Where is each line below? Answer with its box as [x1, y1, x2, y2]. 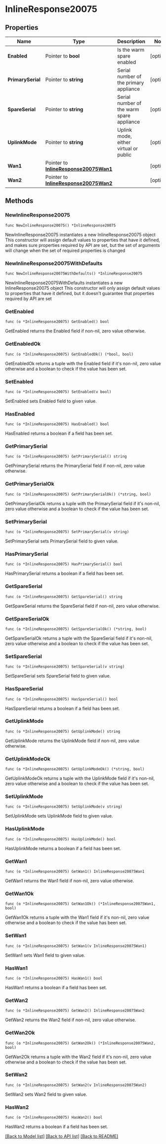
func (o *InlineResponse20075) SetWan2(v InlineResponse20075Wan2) [5, 1082, 147, 1087]
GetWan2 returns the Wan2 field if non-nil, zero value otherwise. [5, 1017, 136, 1023]
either [117, 139, 131, 146]
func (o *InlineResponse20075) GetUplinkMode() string [5, 729, 121, 734]
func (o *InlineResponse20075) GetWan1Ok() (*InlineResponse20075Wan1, [5, 902, 156, 907]
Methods [5, 197, 34, 205]
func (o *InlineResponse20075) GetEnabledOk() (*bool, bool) [5, 352, 134, 357]
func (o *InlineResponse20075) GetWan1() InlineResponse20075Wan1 [5, 869, 145, 874]
